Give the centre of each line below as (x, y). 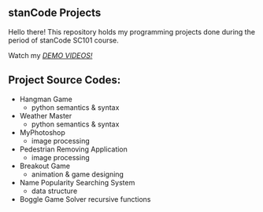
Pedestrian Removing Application (74, 149)
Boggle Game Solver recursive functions (85, 199)
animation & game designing (78, 174)
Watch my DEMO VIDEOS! (50, 55)
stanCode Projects (55, 13)
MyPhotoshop (42, 132)
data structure (54, 191)
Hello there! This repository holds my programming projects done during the (132, 31)
